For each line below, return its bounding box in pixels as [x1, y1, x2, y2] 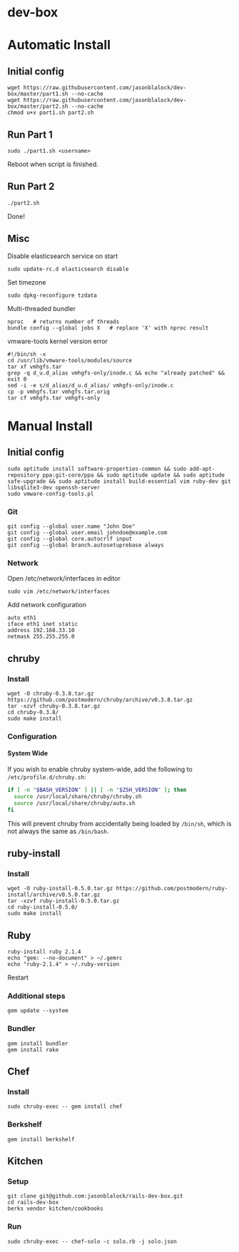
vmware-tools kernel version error [7, 337, 108, 345]
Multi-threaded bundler [7, 304, 76, 312]
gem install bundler [7, 1039, 69, 1047]
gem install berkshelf [7, 1136, 75, 1143]
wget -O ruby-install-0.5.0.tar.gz [7, 885, 113, 892]
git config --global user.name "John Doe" [7, 522, 136, 530]
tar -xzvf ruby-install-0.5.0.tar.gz [7, 897, 120, 905]
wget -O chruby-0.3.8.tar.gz [7, 690, 94, 697]
